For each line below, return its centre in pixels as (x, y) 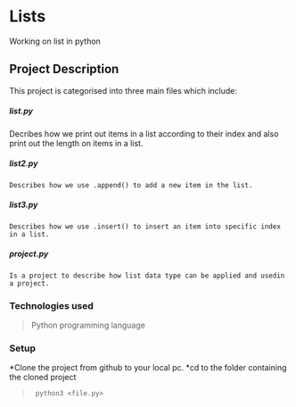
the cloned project (43, 378)
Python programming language (88, 325)
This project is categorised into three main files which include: (123, 90)
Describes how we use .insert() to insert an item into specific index (145, 226)
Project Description (64, 69)
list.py (21, 111)
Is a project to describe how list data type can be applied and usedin (147, 275)
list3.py (24, 205)
